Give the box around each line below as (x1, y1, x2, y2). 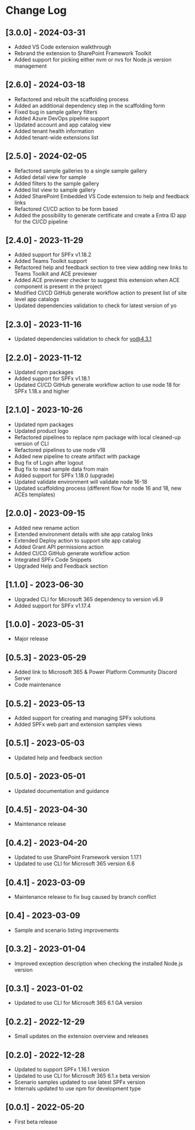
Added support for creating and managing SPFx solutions (14, 714, 156, 722)
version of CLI (14, 440, 49, 447)
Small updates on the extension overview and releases (14, 1032, 148, 1040)
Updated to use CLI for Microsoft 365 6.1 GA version (14, 999, 143, 1007)
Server (14, 675, 31, 682)
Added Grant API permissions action (14, 543, 104, 550)
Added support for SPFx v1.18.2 (14, 251, 92, 258)
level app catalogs (14, 296, 60, 303)
